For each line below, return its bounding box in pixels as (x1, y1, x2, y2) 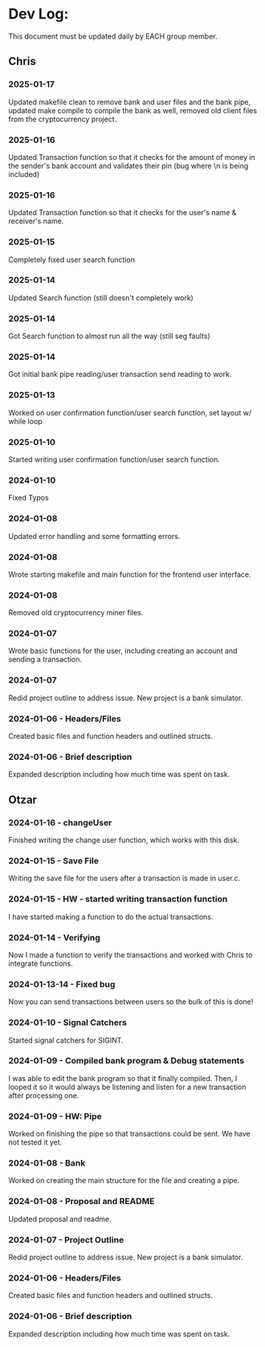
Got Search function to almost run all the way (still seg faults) (8, 331, 210, 341)
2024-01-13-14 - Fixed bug (8, 978, 116, 990)
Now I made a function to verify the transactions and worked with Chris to (8, 949, 253, 960)
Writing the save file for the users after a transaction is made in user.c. (8, 873, 241, 884)
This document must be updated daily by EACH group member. (8, 31, 218, 41)
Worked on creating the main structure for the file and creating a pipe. (8, 1176, 240, 1186)
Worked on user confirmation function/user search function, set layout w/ (8, 407, 252, 418)
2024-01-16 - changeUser (8, 817, 112, 828)
